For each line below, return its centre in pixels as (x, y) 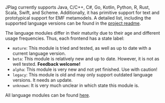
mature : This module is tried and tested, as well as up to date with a (82, 48)
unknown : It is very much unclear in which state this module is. (76, 85)
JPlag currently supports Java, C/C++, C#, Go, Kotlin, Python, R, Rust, (78, 7)
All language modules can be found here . (48, 95)
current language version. (39, 53)
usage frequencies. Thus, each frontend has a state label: (65, 38)
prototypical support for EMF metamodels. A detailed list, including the (78, 18)
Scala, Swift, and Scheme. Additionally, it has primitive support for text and (82, 13)
